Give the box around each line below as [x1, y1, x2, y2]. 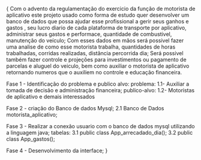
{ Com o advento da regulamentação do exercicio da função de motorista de [6, 5, 196, 12]
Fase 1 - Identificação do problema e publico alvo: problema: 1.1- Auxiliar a [6, 80, 190, 87]
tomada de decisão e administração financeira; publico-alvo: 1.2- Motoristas [6, 87, 195, 93]
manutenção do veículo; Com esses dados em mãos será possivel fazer [6, 37, 184, 44]
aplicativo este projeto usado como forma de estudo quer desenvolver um [6, 11, 190, 19]
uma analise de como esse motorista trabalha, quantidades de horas [6, 43, 176, 50]
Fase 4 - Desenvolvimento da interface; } [6, 147, 108, 154]
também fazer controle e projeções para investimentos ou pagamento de [6, 56, 187, 63]
